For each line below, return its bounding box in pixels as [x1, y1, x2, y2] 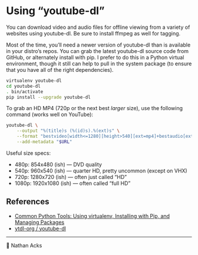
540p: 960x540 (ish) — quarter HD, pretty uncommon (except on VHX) [14, 167, 187, 174]
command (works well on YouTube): [6, 111, 93, 118]
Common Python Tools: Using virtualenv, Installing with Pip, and [14, 212, 170, 219]
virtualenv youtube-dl [6, 78, 62, 84]
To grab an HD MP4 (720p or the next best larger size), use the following [6, 105, 183, 112]
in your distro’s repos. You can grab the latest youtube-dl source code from [6, 47, 189, 54]
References [6, 197, 49, 207]
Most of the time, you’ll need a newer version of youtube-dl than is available [6, 41, 191, 48]
